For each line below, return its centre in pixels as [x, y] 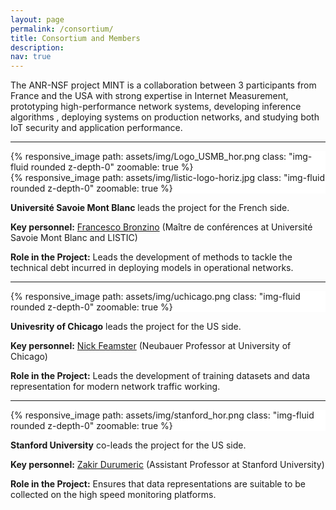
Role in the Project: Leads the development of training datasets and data [160, 376]
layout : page [37, 19]
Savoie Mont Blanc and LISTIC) [74, 238]
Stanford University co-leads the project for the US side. [128, 445]
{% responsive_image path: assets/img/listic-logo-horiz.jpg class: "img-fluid [167, 178]
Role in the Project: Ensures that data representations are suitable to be [158, 484]
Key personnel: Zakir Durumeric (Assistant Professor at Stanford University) [167, 465]
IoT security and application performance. [96, 128]
